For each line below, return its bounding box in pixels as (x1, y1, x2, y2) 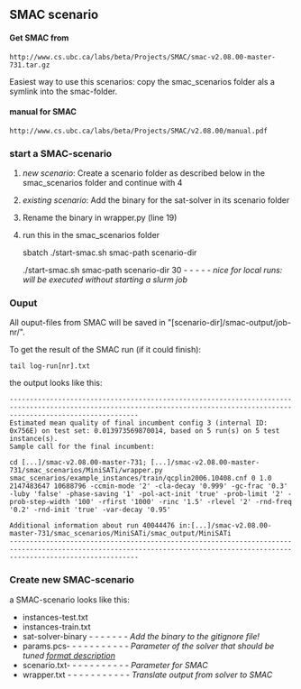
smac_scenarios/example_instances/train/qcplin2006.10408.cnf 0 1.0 (9, 473, 272, 483)
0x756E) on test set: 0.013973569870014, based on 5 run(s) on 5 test (9, 427, 280, 436)
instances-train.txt (22, 621, 92, 632)
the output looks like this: (9, 378, 103, 389)
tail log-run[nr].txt (9, 362, 91, 371)
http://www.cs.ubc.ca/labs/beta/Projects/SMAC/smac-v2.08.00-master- (9, 52, 277, 61)
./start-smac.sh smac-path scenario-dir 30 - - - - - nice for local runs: (22, 265, 283, 276)
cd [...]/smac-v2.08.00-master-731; (9, 458, 147, 467)
